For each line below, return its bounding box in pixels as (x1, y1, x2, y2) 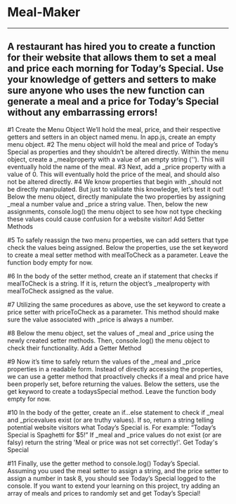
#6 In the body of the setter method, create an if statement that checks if (7, 272, 218, 280)
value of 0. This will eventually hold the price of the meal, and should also (7, 170, 220, 178)
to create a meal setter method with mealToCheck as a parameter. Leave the (7, 251, 228, 259)
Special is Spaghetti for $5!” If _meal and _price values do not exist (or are (7, 430, 222, 439)
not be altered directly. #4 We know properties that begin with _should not (7, 177, 222, 186)
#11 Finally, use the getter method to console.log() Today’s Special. (7, 459, 200, 467)
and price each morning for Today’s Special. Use (7, 62, 224, 74)
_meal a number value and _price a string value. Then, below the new (7, 199, 209, 208)
